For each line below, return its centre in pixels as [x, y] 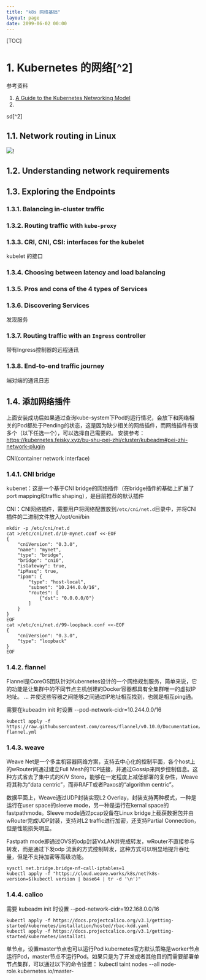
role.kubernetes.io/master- [40, 971]
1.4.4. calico [25, 895]
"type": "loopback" [42, 641]
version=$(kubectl [30, 879]
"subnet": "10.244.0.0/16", [64, 587]
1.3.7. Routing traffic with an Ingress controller [76, 336]
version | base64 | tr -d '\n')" [98, 879]
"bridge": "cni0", [41, 560]
